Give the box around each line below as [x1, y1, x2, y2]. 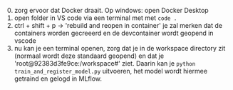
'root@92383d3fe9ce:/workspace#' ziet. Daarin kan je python [14, 59, 196, 67]
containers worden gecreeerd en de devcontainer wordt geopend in [14, 29, 214, 37]
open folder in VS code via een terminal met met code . [14, 14, 177, 22]
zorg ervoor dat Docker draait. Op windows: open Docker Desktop [14, 6, 209, 14]
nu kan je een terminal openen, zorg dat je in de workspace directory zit [14, 44, 226, 52]
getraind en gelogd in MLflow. [14, 74, 102, 83]
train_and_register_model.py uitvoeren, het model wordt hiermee [14, 67, 208, 75]
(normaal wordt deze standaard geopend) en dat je [14, 51, 165, 60]
